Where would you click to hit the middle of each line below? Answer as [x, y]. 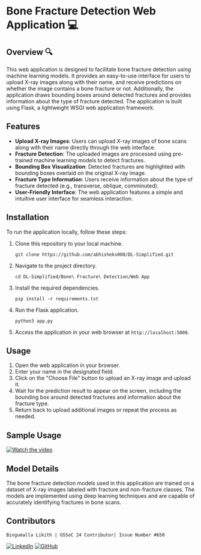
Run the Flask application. [47, 310]
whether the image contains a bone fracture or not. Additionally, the [90, 89]
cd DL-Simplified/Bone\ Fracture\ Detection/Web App [82, 277]
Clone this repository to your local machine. [69, 243]
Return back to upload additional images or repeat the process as [96, 410]
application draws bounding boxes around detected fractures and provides [99, 95]
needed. [25, 416]
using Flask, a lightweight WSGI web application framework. [80, 108]
